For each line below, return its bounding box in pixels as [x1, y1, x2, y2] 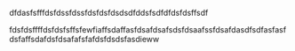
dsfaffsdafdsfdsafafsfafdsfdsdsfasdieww [9, 34, 160, 44]
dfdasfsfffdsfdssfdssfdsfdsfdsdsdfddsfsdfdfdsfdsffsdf [9, 8, 209, 18]
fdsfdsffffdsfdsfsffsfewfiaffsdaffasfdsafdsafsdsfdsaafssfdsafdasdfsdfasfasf [9, 25, 287, 34]
